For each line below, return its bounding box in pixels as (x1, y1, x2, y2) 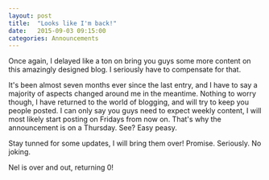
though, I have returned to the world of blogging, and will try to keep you (8, 97, 250, 107)
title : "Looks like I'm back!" (8, 19, 117, 27)
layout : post (8, 11, 52, 20)
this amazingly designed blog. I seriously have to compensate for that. (8, 65, 242, 75)
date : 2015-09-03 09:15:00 (8, 27, 106, 35)
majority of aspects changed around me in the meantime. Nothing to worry (8, 89, 256, 99)
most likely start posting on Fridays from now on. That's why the (8, 114, 221, 125)
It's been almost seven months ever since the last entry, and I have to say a (8, 80, 258, 90)
